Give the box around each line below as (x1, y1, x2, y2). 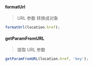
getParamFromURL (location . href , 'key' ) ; (5, 56, 89, 62)
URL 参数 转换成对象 (17, 15, 59, 21)
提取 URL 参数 (17, 47, 46, 53)
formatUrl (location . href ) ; (5, 25, 60, 30)
